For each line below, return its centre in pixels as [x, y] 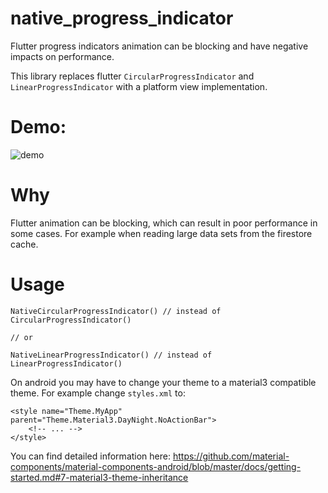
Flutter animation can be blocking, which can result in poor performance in [164, 223]
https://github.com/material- [231, 456]
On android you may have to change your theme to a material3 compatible [163, 382]
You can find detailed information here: [90, 456]
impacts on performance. [62, 56]
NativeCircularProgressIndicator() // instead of [116, 311]
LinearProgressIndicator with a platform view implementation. [139, 86]
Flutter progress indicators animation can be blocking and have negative [159, 46]
